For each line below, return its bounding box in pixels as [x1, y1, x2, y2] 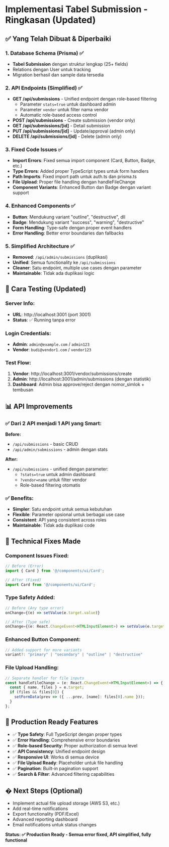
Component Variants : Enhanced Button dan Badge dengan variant [12, 184, 151, 191]
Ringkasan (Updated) [5, 14, 96, 26]
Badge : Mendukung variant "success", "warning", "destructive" [12, 219, 144, 225]
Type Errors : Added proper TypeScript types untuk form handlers [12, 168, 149, 174]
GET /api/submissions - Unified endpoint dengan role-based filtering [12, 96, 157, 102]
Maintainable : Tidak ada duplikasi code [12, 522, 95, 529]
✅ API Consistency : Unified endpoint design [12, 748, 106, 754]
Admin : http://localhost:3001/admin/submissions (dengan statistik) [12, 376, 151, 382]
